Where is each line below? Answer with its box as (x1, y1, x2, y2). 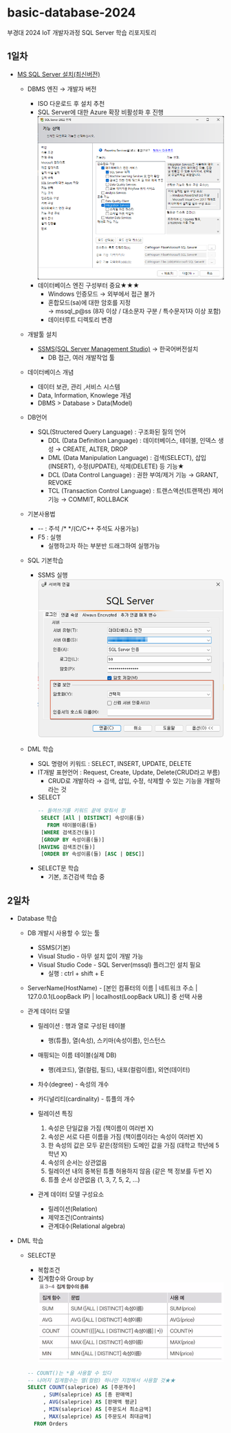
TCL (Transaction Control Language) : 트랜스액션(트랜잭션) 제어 (47, 486, 223, 494)
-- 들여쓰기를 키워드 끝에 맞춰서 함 (37, 807, 126, 814)
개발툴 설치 (27, 330, 57, 338)
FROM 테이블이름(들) (47, 822, 98, 829)
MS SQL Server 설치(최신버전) (16, 70, 100, 78)
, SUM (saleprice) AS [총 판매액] (43, 1391, 133, 1399)
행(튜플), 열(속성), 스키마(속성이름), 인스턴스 (47, 1036, 166, 1044)
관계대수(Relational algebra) (47, 1222, 126, 1230)
